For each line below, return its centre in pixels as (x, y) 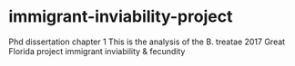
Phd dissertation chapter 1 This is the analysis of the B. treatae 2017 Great (147, 42)
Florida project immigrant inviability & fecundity (97, 51)
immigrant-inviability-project (121, 17)
